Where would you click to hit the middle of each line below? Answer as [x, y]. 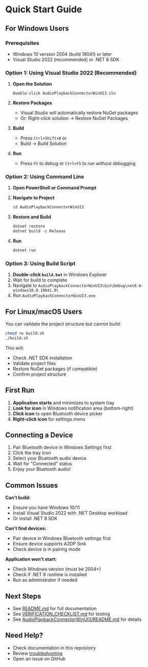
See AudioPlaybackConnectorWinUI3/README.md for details [77, 619]
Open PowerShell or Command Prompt [54, 188]
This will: [15, 348]
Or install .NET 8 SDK [35, 518]
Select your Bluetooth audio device [50, 458]
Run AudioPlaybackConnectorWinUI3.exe [54, 295]
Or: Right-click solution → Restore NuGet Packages [74, 118]
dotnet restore [29, 227]
